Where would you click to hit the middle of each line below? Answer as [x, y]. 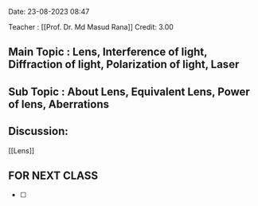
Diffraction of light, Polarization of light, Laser [124, 64]
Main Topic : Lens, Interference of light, [108, 52]
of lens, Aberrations [59, 104]
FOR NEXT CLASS [53, 175]
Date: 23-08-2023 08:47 [49, 12]
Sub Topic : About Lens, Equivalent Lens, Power [129, 91]
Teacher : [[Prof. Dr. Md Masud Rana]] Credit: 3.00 [91, 27]
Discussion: [39, 131]
